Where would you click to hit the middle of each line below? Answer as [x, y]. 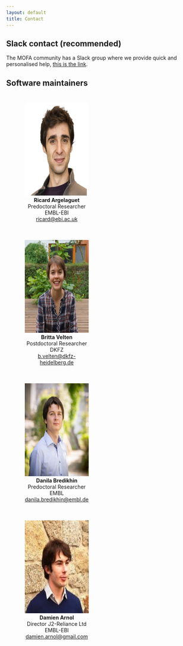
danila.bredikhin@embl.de [57, 500]
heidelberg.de [57, 363]
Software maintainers [47, 83]
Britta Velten [57, 337]
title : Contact [25, 19]
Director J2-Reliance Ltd [57, 624]
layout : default [26, 12]
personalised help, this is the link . [47, 64]
